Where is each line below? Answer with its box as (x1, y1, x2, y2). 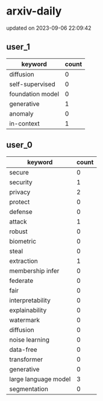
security (9, 177, 33, 186)
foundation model (9, 90, 59, 98)
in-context (9, 119, 40, 128)
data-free (9, 345, 37, 354)
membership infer (9, 267, 60, 275)
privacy (9, 188, 31, 196)
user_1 (6, 42, 30, 52)
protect (9, 197, 30, 206)
